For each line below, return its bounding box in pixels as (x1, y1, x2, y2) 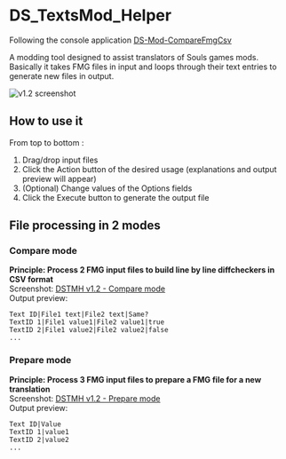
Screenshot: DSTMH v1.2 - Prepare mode (9, 392, 161, 404)
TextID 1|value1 (9, 427, 69, 436)
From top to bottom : (9, 137, 84, 147)
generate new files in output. (9, 70, 115, 81)
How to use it (9, 114, 83, 129)
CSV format (9, 274, 53, 285)
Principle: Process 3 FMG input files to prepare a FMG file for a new (9, 374, 262, 384)
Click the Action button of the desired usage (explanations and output (21, 163, 277, 174)
